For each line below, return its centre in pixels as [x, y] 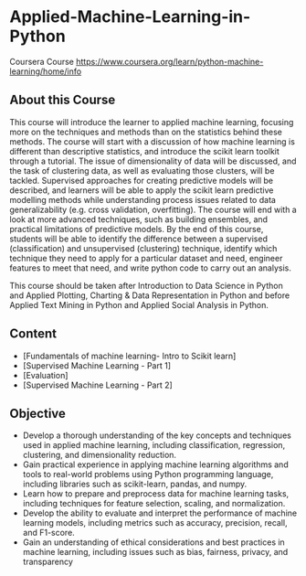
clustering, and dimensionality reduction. [99, 455]
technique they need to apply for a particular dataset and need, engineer [146, 258]
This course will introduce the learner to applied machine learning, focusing [152, 122]
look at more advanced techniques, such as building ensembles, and [138, 219]
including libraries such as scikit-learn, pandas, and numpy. [135, 484]
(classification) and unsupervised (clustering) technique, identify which [143, 248]
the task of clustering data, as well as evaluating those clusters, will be [142, 170]
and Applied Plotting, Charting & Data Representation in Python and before [150, 295]
